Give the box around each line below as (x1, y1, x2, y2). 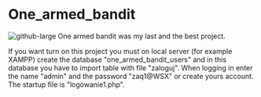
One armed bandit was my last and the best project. (57, 31, 226, 41)
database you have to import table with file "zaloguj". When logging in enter (8, 63, 253, 72)
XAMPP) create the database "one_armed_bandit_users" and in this (8, 55, 226, 64)
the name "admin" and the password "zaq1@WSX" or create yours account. (8, 71, 254, 81)
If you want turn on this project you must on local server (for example (8, 46, 233, 56)
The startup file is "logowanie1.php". (8, 80, 126, 89)
